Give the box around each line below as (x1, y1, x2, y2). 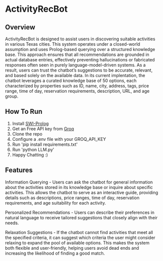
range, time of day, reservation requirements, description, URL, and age (5, 88, 150, 94)
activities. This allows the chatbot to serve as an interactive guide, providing (5, 189, 158, 195)
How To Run (5, 107, 43, 116)
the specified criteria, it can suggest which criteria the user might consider (5, 235, 156, 240)
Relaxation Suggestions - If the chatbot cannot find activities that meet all (5, 229, 153, 235)
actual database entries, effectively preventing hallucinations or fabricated (5, 57, 155, 62)
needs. (5, 220, 19, 226)
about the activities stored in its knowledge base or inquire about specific (5, 184, 153, 190)
